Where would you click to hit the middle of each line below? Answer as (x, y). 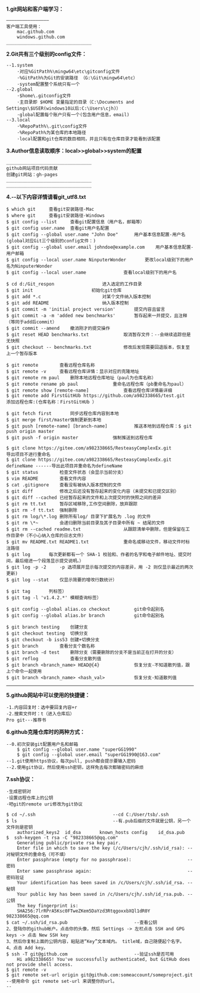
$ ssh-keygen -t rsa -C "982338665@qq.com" (62, 838)
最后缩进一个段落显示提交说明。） (49, 561)
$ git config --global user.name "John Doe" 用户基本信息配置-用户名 (96, 235)
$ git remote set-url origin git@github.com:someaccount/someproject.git (100, 975)
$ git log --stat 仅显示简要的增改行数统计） (62, 580)
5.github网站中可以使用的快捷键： (48, 695)
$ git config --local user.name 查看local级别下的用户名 (91, 273)
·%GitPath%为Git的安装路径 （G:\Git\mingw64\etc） (77, 78)
